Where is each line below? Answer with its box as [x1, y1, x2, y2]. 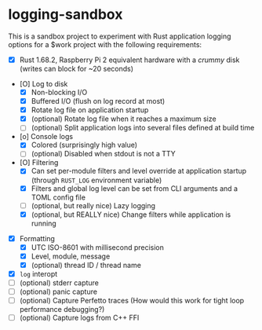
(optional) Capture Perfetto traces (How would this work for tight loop [19, 296, 245, 306]
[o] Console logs [19, 132, 73, 141]
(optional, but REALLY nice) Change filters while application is [31, 210, 231, 219]
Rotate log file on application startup [31, 105, 149, 115]
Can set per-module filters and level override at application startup [31, 167, 247, 176]
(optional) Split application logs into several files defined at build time [31, 123, 255, 133]
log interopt [19, 269, 58, 278]
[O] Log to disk [19, 79, 68, 88]
